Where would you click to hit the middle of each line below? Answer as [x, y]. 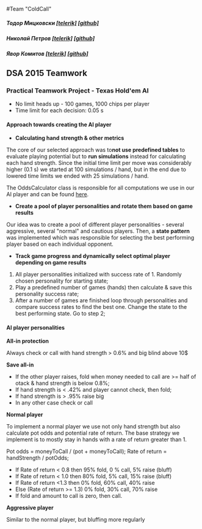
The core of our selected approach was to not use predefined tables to [96, 150]
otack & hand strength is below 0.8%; [62, 383]
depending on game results [51, 262]
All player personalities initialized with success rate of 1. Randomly [98, 275]
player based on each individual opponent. [60, 244]
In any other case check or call [54, 403]
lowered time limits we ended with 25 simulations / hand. [78, 176]
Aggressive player [30, 508]
